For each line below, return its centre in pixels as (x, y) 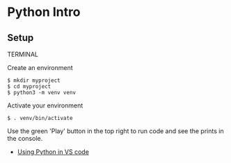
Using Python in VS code (53, 152)
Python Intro (44, 12)
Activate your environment (45, 105)
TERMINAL (23, 54)
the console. (25, 138)
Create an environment (40, 68)
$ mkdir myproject (34, 80)
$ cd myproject (29, 87)
